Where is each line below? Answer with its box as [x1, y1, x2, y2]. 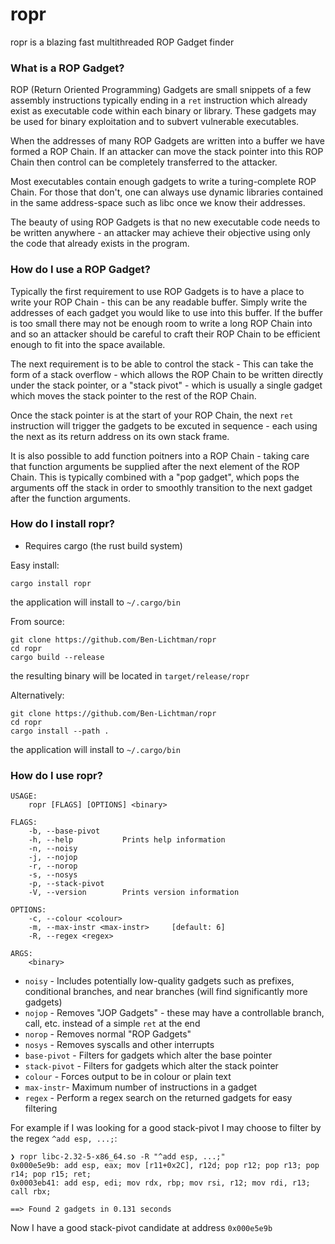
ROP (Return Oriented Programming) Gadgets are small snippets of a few [10, 84, 312, 96]
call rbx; [10, 1187, 52, 1197]
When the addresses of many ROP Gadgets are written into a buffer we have [10, 135, 325, 147]
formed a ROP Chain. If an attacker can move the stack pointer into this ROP [10, 146, 324, 158]
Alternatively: [10, 689, 65, 701]
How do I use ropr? [10, 768, 103, 782]
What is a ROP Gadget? [10, 61, 125, 75]
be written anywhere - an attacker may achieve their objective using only [10, 227, 311, 239]
